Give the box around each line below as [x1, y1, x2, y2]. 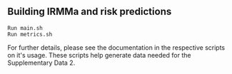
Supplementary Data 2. [7, 58, 76, 67]
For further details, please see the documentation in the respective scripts [7, 43, 226, 52]
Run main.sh [7, 24, 43, 31]
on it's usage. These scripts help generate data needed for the [7, 51, 191, 59]
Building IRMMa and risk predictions [7, 6, 172, 18]
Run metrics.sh [7, 31, 53, 38]
